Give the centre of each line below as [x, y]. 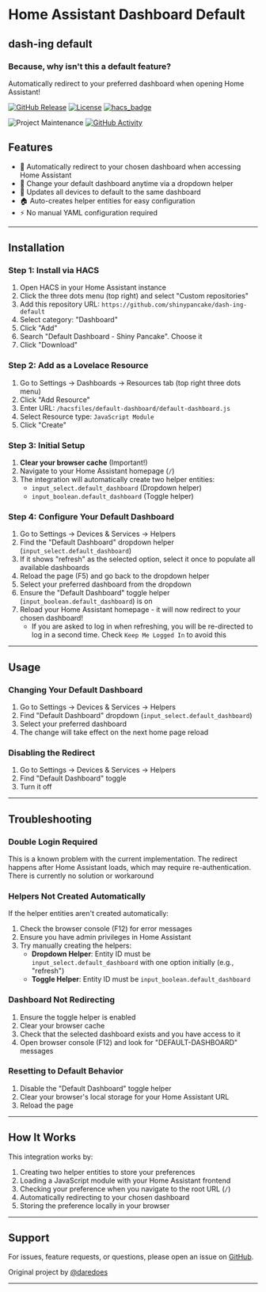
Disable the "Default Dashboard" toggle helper [95, 1088]
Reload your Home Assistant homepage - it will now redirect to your [130, 610]
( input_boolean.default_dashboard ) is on [86, 601]
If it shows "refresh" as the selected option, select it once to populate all [137, 559]
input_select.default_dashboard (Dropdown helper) [116, 488]
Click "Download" [48, 345]
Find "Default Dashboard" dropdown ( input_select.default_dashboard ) [136, 715]
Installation [36, 248]
